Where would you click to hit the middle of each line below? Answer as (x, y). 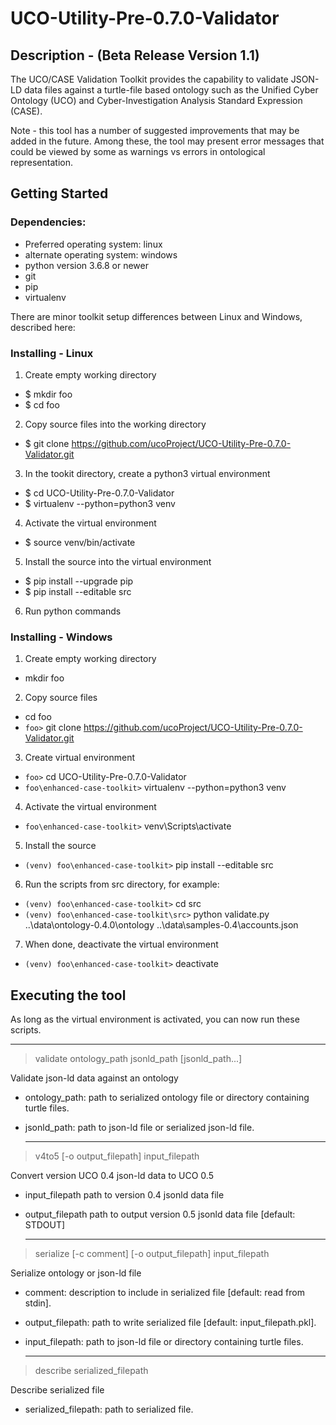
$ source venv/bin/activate (80, 542)
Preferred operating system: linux (93, 244)
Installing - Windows (61, 637)
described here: (43, 327)
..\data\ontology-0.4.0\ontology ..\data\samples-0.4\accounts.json (161, 925)
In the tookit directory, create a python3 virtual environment (147, 473)
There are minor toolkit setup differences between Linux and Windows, (156, 316)
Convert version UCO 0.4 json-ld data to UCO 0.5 (112, 1176)
